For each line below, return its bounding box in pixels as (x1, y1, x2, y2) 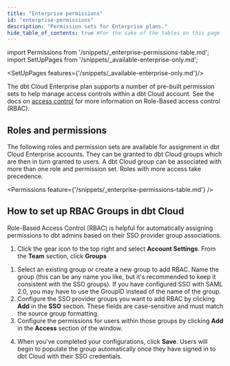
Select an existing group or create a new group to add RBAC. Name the (17, 265, 219, 273)
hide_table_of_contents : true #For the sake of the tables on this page (7, 29, 220, 37)
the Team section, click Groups (17, 251, 107, 260)
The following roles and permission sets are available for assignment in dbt (7, 143, 220, 151)
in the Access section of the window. (17, 324, 123, 332)
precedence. (7, 172, 43, 180)
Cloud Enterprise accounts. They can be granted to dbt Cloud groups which (7, 150, 222, 159)
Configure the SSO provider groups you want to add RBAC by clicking (17, 294, 216, 302)
